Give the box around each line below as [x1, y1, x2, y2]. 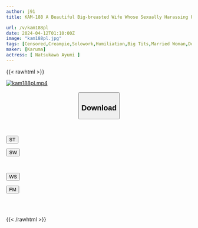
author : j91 [6, 8, 35, 15]
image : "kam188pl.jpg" [6, 36, 62, 42]
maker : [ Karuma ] [6, 46, 46, 53]
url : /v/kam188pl [6, 25, 49, 31]
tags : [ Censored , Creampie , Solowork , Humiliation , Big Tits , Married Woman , [6, 41, 189, 47]
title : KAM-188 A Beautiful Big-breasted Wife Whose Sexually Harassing [6, 14, 189, 20]
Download [81, 103, 117, 112]
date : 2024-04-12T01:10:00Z [6, 30, 75, 36]
